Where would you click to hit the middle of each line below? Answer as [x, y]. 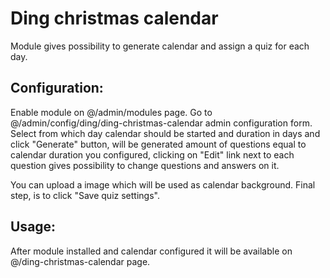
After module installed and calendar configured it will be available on [151, 251]
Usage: [33, 227]
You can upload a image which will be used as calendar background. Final [163, 184]
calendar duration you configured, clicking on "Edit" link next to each [152, 154]
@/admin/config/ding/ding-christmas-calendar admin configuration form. [161, 123]
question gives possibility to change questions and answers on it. [145, 165]
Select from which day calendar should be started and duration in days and [165, 133]
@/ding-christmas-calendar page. [80, 261]
